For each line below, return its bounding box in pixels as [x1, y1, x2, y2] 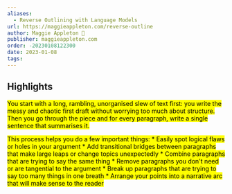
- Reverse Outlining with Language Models [13, 17, 138, 24]
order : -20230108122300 [7, 42, 76, 49]
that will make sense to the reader [7, 179, 104, 187]
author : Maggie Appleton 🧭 [7, 29, 85, 37]
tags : [7, 55, 23, 62]
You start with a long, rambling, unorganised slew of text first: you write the [7, 99, 222, 107]
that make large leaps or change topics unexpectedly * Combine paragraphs [7, 150, 226, 158]
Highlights [7, 81, 53, 93]
